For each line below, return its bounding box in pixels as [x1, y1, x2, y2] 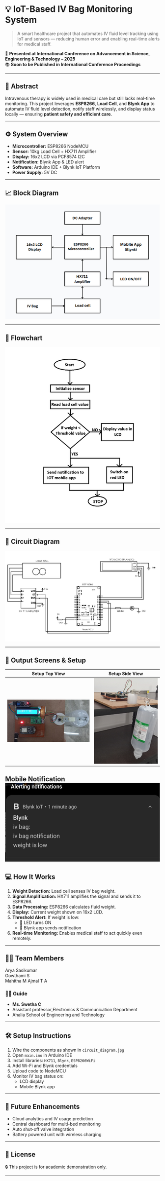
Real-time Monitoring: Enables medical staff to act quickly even [12, 930, 142, 936]
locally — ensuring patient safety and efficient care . [5, 111, 112, 117]
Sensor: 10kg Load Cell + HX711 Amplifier [12, 148, 97, 154]
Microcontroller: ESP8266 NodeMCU [12, 143, 89, 149]
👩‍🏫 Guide [5, 990, 28, 997]
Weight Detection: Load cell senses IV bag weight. [12, 888, 116, 894]
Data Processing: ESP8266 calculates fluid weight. [12, 904, 116, 910]
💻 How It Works [5, 873, 55, 881]
